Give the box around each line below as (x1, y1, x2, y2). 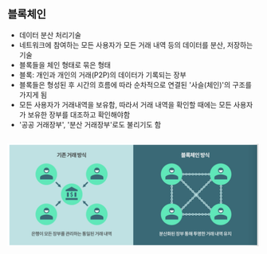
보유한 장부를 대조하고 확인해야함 (27, 110, 131, 119)
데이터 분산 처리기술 (18, 30, 81, 40)
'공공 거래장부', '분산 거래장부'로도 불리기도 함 (18, 119, 161, 129)
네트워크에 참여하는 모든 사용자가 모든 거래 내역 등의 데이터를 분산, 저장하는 (18, 40, 253, 49)
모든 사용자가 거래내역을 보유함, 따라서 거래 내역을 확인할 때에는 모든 (18, 100, 232, 109)
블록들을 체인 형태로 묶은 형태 (18, 60, 111, 69)
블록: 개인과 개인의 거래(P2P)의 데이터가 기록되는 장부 (18, 70, 187, 80)
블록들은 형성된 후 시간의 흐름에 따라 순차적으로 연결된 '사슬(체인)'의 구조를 (18, 80, 252, 89)
